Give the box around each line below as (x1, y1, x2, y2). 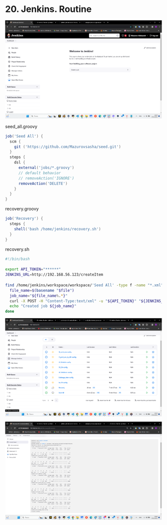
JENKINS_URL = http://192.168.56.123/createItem (5, 272, 103, 277)
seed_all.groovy (5, 123, 38, 129)
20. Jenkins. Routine (5, 3, 92, 15)
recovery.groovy (5, 206, 39, 212)
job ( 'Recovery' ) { (5, 216, 43, 221)
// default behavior (18, 171, 61, 175)
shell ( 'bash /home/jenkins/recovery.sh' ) (14, 226, 101, 231)
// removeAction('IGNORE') (18, 175, 75, 180)
